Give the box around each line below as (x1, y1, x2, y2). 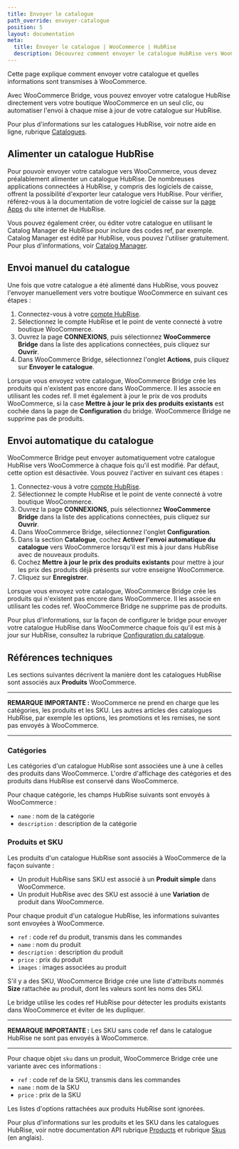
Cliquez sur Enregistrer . (17, 573, 89, 582)
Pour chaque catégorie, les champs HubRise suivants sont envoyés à (7, 790, 210, 799)
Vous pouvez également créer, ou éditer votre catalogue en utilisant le (7, 218, 213, 227)
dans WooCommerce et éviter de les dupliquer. (7, 1005, 146, 1014)
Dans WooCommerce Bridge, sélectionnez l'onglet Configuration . (17, 528, 211, 536)
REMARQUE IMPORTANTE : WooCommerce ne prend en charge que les (7, 699, 219, 707)
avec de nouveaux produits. (17, 551, 100, 559)
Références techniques (7, 652, 113, 664)
